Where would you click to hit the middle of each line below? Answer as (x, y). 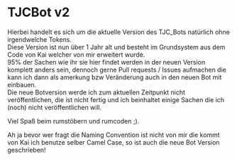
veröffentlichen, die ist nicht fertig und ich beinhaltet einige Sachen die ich (116, 99)
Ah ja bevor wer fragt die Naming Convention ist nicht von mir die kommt (114, 135)
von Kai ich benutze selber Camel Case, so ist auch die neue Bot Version (114, 142)
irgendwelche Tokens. (40, 39)
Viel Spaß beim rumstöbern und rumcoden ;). (73, 121)
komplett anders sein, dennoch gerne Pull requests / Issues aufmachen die (117, 70)
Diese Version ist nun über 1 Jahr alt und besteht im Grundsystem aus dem (116, 47)
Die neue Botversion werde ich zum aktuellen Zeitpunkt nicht (97, 92)
